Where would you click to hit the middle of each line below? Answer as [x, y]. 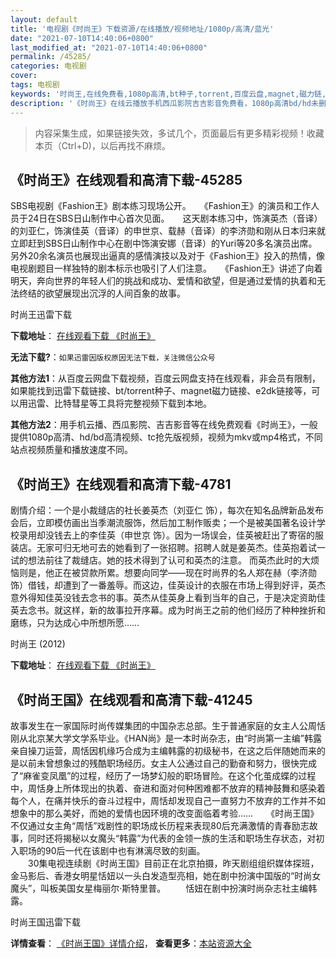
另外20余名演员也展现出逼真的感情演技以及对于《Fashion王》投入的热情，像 [167, 256]
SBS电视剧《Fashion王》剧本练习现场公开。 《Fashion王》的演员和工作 [161, 206]
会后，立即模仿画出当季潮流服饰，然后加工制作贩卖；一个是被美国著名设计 [163, 523]
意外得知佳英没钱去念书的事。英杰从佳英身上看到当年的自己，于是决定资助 [163, 598]
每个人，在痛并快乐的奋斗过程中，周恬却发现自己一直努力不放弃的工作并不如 [168, 800]
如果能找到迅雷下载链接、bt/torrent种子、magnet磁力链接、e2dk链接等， [161, 391]
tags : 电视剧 [35, 85]
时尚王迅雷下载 [41, 315]
